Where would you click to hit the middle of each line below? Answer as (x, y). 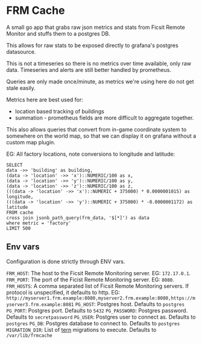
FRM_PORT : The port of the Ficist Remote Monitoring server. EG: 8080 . (90, 279)
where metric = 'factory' (39, 223)
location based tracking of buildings (59, 111)
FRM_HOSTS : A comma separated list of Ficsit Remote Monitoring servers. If (97, 286)
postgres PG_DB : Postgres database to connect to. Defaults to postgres (93, 323)
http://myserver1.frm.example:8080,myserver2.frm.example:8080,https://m (101, 298)
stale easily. (21, 88)
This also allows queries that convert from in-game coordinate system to (96, 129)
